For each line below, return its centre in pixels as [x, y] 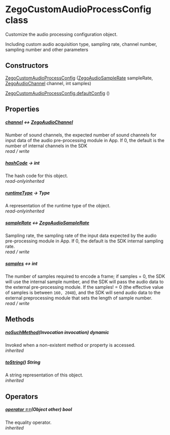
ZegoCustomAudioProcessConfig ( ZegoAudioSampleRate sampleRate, [79, 78]
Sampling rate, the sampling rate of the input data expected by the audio [81, 236]
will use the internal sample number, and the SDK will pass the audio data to [84, 282]
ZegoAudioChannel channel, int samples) [48, 83]
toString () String [23, 362]
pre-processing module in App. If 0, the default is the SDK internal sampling [84, 241]
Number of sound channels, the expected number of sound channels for [81, 135]
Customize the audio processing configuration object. [61, 34]
